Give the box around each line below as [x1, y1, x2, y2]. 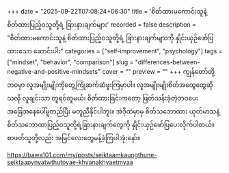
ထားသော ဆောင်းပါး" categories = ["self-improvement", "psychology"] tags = [7, 47, 223, 55]
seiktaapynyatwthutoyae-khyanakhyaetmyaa [7, 158, 133, 166]
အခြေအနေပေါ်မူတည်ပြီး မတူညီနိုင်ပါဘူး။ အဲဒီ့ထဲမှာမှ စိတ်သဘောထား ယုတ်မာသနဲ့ [7, 107, 220, 115]
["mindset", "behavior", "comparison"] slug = [7, 58, 134, 66]
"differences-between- [135, 58, 200, 66]
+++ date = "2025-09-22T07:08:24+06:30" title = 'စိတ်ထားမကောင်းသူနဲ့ [7, 8, 207, 15]
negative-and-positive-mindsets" [7, 68, 101, 75]
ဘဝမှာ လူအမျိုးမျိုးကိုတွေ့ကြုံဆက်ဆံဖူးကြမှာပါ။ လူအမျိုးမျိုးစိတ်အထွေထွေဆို [7, 81, 213, 89]
